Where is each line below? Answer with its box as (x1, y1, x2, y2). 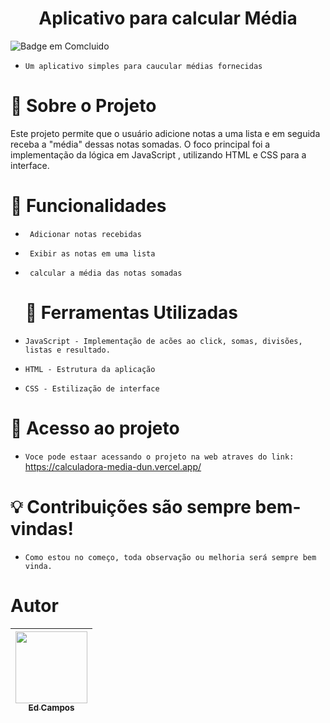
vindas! (10, 517, 74, 540)
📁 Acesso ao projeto (10, 417, 180, 439)
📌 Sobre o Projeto (10, 95, 157, 117)
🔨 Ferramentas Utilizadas (24, 302, 239, 324)
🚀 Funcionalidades (10, 195, 167, 217)
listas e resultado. (24, 345, 111, 355)
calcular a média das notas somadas (29, 268, 183, 278)
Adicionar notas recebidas (29, 229, 142, 239)
